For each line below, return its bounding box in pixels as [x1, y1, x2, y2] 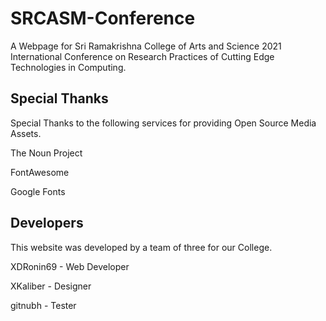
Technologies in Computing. [10, 61, 127, 73]
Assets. [10, 127, 42, 139]
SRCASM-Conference [10, 7, 196, 30]
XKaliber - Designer [10, 280, 92, 292]
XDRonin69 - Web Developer [10, 260, 130, 272]
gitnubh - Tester [10, 299, 77, 311]
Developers [10, 215, 84, 232]
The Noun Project [10, 147, 83, 159]
